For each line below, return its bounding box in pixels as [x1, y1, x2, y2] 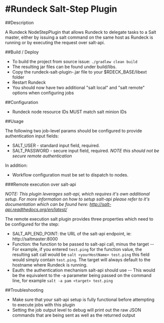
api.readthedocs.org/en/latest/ [5, 206, 68, 212]
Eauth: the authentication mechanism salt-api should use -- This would [12, 267, 155, 273]
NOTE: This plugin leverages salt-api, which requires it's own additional [5, 191, 150, 197]
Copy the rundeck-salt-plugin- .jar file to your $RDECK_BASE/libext [12, 69, 147, 75]
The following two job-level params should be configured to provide [5, 127, 142, 133]
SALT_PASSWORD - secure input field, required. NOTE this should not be [12, 148, 160, 153]
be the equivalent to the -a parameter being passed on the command [12, 272, 152, 278]
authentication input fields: [5, 133, 59, 139]
